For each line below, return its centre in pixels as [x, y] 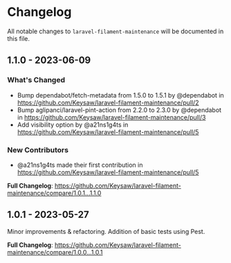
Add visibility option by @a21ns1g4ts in [73, 125]
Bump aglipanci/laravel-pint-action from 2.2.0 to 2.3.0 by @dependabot [119, 110]
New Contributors [38, 149]
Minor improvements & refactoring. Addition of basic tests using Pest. [106, 231]
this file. [18, 38]
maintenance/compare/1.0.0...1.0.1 [55, 252]
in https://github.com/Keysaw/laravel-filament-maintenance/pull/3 [111, 117]
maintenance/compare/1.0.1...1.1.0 [54, 193]
